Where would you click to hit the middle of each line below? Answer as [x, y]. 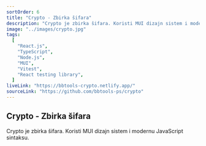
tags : [13, 35]
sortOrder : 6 [23, 12]
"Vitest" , [30, 69]
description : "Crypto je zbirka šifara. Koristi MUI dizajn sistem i [97, 23]
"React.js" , [32, 46]
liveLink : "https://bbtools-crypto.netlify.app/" [71, 86]
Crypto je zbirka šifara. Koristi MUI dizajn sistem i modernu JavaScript [95, 131]
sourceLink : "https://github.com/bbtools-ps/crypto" [75, 92]
